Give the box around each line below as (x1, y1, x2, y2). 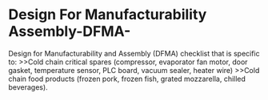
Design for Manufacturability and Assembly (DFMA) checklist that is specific (8, 48, 260, 58)
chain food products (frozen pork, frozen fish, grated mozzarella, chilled (8, 74, 246, 83)
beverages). (8, 82, 48, 92)
